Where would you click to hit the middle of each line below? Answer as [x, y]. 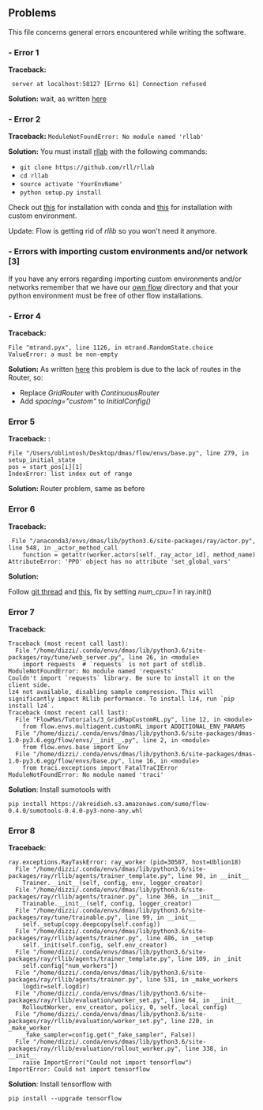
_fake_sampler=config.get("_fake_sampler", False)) [109, 1035]
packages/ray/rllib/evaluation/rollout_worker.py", [95, 1049]
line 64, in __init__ [207, 1001]
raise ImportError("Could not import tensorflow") [107, 1063]
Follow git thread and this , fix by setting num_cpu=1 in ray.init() [110, 591]
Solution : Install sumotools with [60, 789]
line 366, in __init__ [183, 897]
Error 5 [22, 422]
